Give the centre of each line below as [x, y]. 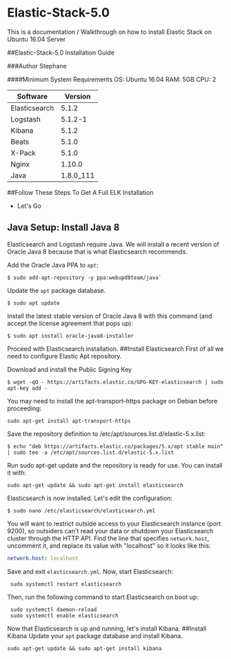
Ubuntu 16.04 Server [37, 39]
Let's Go [29, 206]
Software [32, 96]
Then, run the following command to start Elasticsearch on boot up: [103, 597]
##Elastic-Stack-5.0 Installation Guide [61, 52]
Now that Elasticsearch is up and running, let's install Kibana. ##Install [107, 628]
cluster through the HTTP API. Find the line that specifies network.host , [108, 538]
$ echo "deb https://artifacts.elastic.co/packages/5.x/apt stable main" [115, 446]
